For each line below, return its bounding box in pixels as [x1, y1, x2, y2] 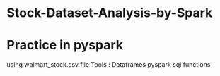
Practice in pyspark [6, 37, 124, 53]
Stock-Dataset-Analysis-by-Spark [6, 5, 213, 21]
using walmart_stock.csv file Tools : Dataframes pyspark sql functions [6, 61, 211, 69]
